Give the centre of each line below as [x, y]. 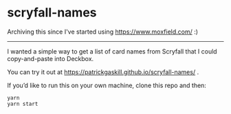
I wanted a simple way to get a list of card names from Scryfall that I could [112, 51]
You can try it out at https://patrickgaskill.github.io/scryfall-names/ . [103, 72]
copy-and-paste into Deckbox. [51, 58]
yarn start [23, 104]
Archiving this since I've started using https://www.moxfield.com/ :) [102, 32]
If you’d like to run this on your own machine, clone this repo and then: [107, 85]
